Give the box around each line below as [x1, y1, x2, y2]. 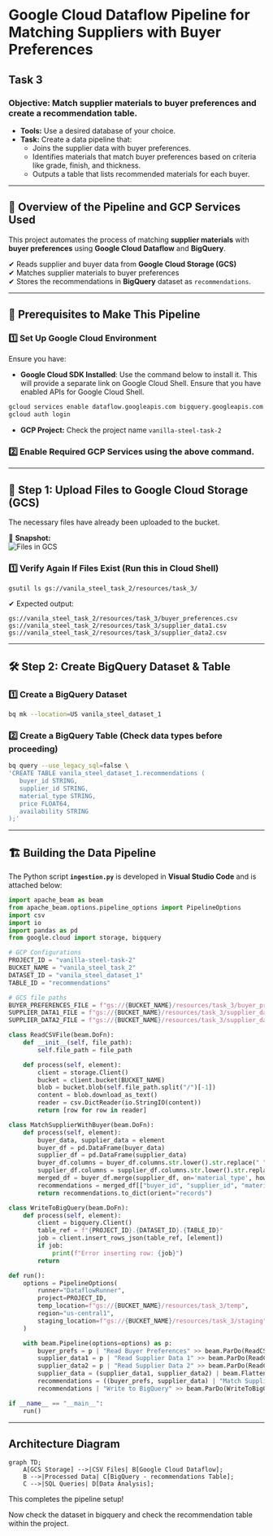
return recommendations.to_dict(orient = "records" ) [37, 1189, 213, 1197]
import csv [8, 911, 45, 919]
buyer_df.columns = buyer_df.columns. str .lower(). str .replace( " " [37, 1159, 267, 1167]
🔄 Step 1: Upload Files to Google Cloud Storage [8, 483, 249, 497]
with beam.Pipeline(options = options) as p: [23, 1339, 173, 1347]
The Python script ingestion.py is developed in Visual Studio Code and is [8, 871, 257, 881]
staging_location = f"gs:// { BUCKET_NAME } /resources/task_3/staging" [37, 1317, 267, 1325]
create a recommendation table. [8, 108, 138, 119]
